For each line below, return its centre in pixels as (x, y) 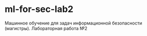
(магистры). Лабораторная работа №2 (46, 28)
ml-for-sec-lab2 (39, 9)
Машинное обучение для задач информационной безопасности (73, 23)
